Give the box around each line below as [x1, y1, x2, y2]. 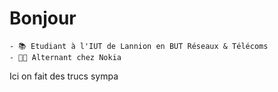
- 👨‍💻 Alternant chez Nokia [9, 52, 122, 62]
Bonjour [9, 7, 77, 30]
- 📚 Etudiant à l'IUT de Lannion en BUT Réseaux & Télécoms [9, 41, 269, 51]
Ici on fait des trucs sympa [9, 70, 119, 82]
